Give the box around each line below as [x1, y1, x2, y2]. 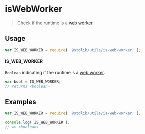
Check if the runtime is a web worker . [17, 20, 94, 26]
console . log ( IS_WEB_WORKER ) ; [5, 120, 70, 125]
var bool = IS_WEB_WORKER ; [5, 79, 61, 84]
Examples [5, 97, 36, 106]
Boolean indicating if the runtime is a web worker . [5, 69, 105, 75]
